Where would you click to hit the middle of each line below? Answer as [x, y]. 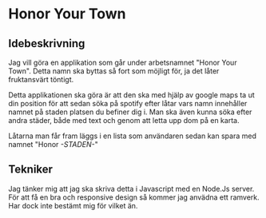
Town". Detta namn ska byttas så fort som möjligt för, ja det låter [114, 71]
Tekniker [31, 170]
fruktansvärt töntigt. [41, 79]
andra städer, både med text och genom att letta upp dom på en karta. [124, 120]
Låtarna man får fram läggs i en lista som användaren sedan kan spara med [133, 136]
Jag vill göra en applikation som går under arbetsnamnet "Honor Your [123, 62]
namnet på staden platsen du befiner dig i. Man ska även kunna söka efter [130, 112]
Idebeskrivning [47, 44]
